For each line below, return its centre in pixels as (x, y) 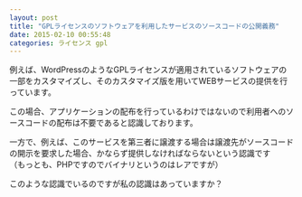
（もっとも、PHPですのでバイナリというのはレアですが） (116, 164)
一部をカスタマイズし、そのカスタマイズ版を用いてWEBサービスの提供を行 (149, 81)
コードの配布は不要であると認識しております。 (111, 123)
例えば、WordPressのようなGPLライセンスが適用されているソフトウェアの (148, 70)
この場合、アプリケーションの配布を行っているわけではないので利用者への (148, 112)
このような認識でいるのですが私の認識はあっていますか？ (116, 184)
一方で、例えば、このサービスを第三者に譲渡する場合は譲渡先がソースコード (151, 142)
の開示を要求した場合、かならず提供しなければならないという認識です (140, 154)
